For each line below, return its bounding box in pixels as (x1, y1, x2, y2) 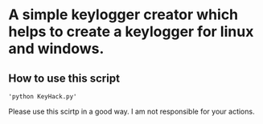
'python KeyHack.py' (8, 93, 78, 101)
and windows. (8, 40, 105, 58)
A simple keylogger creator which (8, 6, 239, 24)
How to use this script (8, 71, 121, 85)
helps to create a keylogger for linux (8, 22, 254, 41)
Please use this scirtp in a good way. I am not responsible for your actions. (8, 106, 255, 116)
